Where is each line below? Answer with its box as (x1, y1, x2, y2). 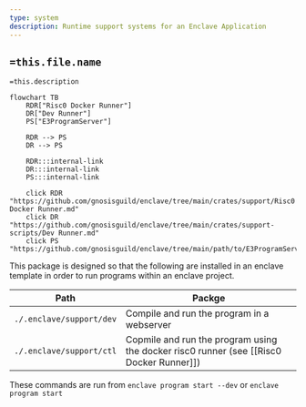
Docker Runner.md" (9, 205, 79, 214)
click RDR (25, 188, 64, 198)
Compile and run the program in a (126, 307, 270, 320)
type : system (9, 13, 59, 23)
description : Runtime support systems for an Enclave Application (9, 22, 267, 31)
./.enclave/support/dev (14, 314, 117, 324)
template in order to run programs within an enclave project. (9, 270, 235, 281)
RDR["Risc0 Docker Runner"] (25, 101, 132, 110)
